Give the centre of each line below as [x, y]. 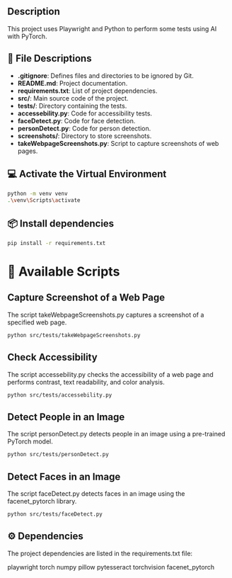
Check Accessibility [52, 357]
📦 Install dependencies [61, 223]
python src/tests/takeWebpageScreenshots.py [74, 335]
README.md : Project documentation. [72, 83]
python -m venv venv [38, 194]
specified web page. [37, 322]
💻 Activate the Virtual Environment [87, 174]
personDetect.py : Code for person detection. [84, 128]
